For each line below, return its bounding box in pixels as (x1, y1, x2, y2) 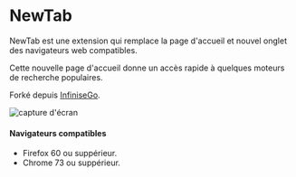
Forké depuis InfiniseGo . (9, 89, 101, 100)
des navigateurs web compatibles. (9, 44, 138, 55)
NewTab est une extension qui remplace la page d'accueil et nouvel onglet (9, 35, 288, 46)
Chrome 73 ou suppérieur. (22, 157, 120, 168)
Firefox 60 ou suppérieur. (22, 148, 118, 159)
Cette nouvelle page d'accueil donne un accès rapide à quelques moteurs (9, 62, 285, 73)
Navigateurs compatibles (9, 127, 107, 138)
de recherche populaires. (9, 71, 103, 82)
